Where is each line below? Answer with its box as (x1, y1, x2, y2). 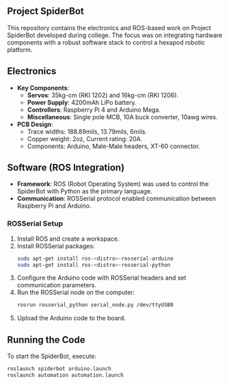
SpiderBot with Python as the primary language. (16, 187, 152, 195)
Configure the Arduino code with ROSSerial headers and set (16, 274, 187, 282)
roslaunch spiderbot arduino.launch (7, 365, 111, 372)
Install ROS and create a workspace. (16, 235, 120, 243)
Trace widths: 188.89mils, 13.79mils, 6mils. (27, 127, 147, 136)
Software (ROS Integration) (7, 162, 125, 173)
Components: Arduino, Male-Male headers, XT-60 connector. (27, 142, 200, 150)
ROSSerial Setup (7, 219, 64, 228)
